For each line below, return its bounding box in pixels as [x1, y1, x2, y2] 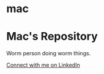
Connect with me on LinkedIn [6, 61, 81, 69]
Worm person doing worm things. [6, 50, 91, 57]
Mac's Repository [6, 30, 98, 44]
